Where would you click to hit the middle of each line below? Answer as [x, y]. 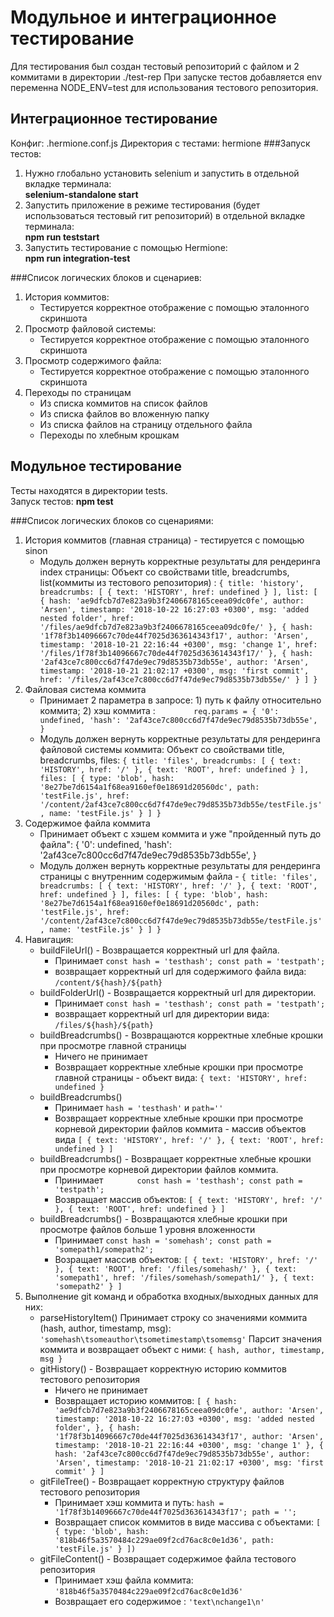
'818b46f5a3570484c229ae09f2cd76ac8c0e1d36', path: [164, 1540]
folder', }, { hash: [97, 1427]
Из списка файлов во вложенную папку [124, 413]
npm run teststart [62, 237]
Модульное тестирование [96, 466]
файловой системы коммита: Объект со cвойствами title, [162, 749]
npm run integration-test [77, 258]
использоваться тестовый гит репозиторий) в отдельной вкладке [165, 215]
